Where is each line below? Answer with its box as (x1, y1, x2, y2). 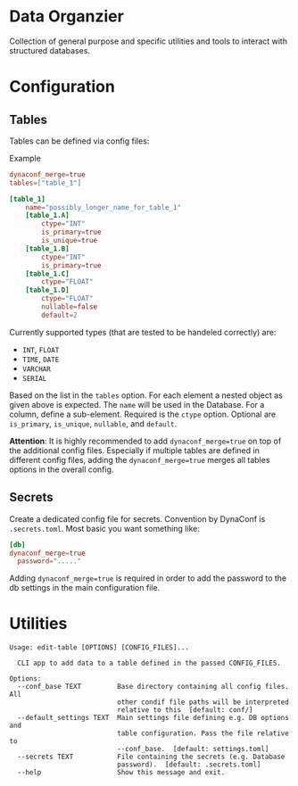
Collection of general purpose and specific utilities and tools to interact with (9, 36, 288, 46)
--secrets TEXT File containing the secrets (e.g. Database (17, 752, 286, 762)
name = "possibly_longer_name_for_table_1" (25, 203, 181, 211)
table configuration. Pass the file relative (117, 729, 290, 738)
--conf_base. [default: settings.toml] (117, 745, 269, 754)
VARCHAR (21, 364, 51, 374)
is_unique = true (41, 236, 98, 245)
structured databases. (9, 45, 91, 55)
